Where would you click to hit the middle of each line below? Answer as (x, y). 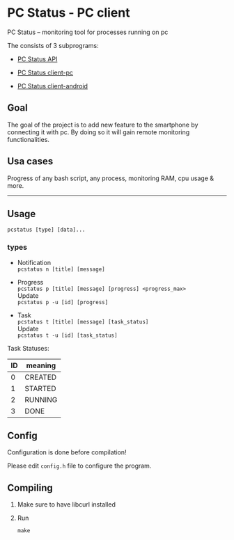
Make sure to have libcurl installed (67, 505)
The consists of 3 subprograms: (53, 45)
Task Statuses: (29, 348)
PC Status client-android (53, 86)
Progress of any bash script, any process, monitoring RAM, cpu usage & (111, 178)
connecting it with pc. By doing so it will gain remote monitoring (99, 132)
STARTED (41, 388)
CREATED (41, 377)
